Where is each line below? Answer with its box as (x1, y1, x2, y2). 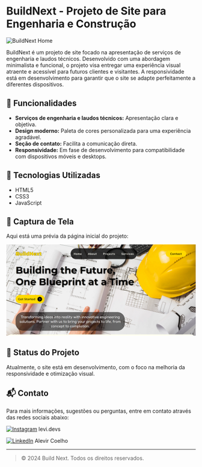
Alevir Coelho (34, 437, 68, 444)
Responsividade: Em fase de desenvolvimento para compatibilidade (14, 146, 185, 153)
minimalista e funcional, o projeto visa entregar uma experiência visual (6, 62, 181, 69)
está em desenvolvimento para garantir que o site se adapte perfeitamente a (6, 74, 196, 81)
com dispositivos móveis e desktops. (14, 153, 107, 160)
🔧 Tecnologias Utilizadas (6, 170, 100, 180)
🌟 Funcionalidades (6, 98, 77, 109)
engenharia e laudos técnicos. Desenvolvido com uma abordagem (6, 55, 170, 62)
